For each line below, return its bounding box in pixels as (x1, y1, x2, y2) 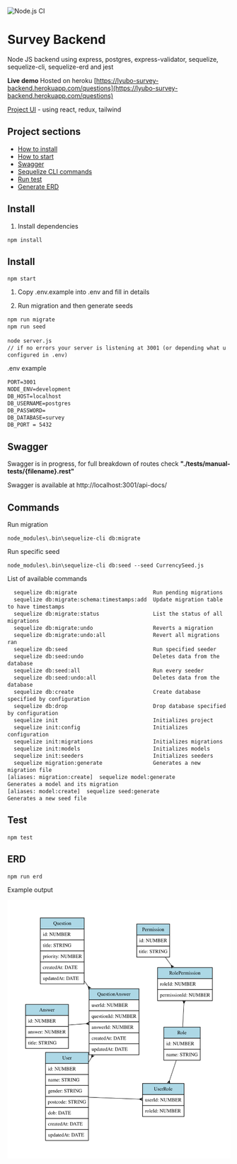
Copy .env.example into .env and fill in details (17, 288, 150, 296)
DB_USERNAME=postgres (7, 400, 71, 408)
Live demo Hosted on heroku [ (7, 76, 97, 85)
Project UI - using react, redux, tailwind (7, 105, 122, 114)
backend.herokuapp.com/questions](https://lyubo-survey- (7, 84, 178, 92)
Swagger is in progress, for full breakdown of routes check (7, 459, 179, 468)
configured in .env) (7, 352, 69, 359)
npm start (7, 276, 37, 283)
